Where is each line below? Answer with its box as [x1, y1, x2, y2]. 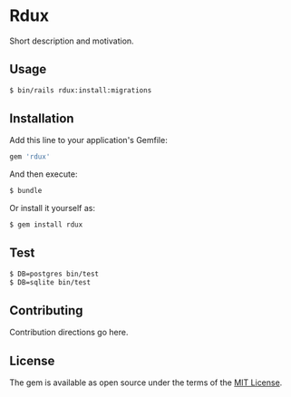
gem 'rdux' [9, 152, 51, 161]
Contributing [9, 303, 83, 318]
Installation [9, 111, 74, 127]
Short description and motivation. [9, 35, 134, 46]
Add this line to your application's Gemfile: [9, 135, 168, 146]
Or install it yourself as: [9, 203, 95, 214]
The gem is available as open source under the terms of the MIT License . [9, 377, 283, 388]
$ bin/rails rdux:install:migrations [9, 85, 152, 95]
